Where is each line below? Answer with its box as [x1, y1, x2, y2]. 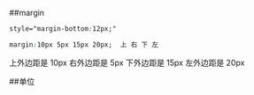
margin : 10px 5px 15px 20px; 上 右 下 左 [9, 40, 159, 49]
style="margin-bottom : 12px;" [9, 25, 117, 33]
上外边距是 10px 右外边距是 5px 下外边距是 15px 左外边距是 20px [9, 57, 245, 68]
